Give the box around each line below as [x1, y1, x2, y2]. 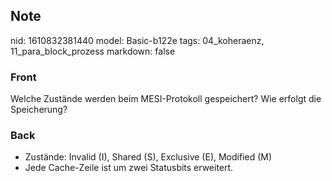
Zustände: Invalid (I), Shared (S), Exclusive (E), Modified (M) [24, 151, 273, 163]
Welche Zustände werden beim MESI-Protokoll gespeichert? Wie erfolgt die [10, 93, 322, 105]
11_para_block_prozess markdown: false [10, 45, 176, 57]
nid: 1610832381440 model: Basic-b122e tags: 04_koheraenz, [10, 34, 265, 46]
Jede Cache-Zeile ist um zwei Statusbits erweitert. [24, 162, 234, 174]
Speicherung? [10, 104, 68, 116]
